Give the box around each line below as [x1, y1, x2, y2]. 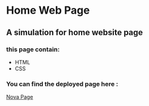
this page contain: [6, 45, 60, 54]
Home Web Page [6, 4, 90, 17]
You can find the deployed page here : [6, 80, 119, 88]
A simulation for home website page [6, 27, 143, 38]
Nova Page [6, 93, 33, 101]
